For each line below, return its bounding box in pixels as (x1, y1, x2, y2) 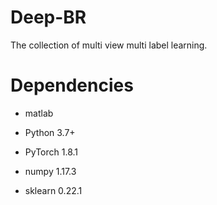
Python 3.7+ (24, 126, 76, 138)
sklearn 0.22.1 (24, 184, 83, 196)
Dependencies (10, 74, 134, 97)
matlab (24, 107, 54, 119)
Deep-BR (10, 6, 87, 29)
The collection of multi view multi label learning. (10, 39, 208, 51)
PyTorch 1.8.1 (24, 146, 79, 158)
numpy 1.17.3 (24, 165, 77, 177)
